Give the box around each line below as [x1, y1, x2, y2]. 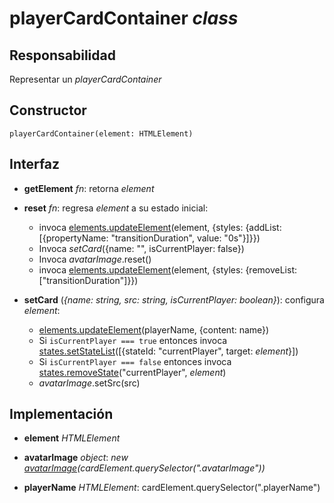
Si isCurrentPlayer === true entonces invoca [38, 334, 228, 346]
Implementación [9, 406, 114, 423]
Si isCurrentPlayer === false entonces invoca [38, 355, 232, 367]
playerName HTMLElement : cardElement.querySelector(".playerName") [23, 482, 321, 494]
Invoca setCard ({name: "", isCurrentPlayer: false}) [38, 242, 245, 254]
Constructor [9, 102, 87, 119]
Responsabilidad [9, 47, 116, 64]
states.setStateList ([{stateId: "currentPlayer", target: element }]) [38, 345, 299, 357]
